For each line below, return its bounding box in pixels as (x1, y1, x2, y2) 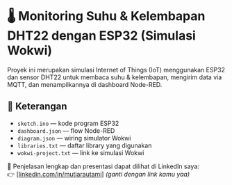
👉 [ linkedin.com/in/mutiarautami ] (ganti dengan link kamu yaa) (7, 170, 190, 178)
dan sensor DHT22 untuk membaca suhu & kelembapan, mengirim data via (7, 73, 222, 81)
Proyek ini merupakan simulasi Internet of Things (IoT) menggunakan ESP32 (7, 65, 226, 74)
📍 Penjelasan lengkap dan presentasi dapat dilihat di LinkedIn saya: (7, 162, 199, 170)
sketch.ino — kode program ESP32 (17, 119, 119, 127)
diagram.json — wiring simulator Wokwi (17, 134, 131, 142)
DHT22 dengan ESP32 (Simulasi (7, 28, 196, 44)
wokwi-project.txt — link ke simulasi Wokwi (17, 148, 144, 156)
